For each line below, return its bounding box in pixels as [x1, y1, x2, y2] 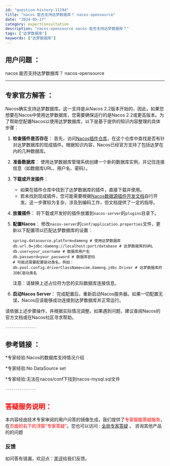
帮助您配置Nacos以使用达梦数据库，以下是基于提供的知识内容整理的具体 [9, 118, 161, 124]
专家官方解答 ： [5, 91, 54, 100]
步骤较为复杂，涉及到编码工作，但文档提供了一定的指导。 [37, 199, 158, 205]
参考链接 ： [5, 340, 40, 348]
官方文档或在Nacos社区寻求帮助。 [5, 314, 77, 320]
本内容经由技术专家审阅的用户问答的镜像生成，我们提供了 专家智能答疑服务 [5, 416, 160, 423]
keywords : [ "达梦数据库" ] [5, 36, 56, 41]
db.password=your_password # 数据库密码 [12, 254, 95, 259]
